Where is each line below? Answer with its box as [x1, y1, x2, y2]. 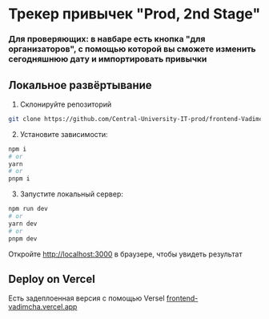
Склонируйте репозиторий [19, 99, 112, 109]
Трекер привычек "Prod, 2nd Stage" [8, 5, 261, 23]
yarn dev [8, 220, 38, 228]
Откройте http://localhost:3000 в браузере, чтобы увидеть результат [8, 249, 243, 259]
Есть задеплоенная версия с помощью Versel [8, 293, 166, 303]
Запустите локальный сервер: [19, 189, 124, 199]
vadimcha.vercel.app [8, 302, 78, 312]
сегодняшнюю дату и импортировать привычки [8, 54, 207, 65]
